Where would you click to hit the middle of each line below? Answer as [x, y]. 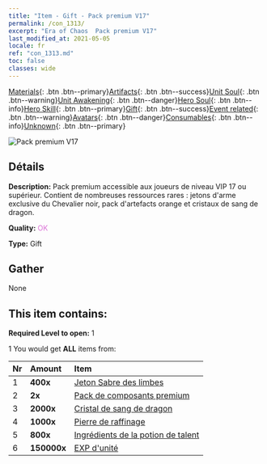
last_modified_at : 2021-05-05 [59, 38]
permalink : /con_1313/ [47, 23]
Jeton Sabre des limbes [119, 382]
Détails [26, 167]
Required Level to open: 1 [51, 333]
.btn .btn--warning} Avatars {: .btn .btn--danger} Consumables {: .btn [120, 117]
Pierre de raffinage [110, 422]
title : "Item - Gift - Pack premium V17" [79, 16]
